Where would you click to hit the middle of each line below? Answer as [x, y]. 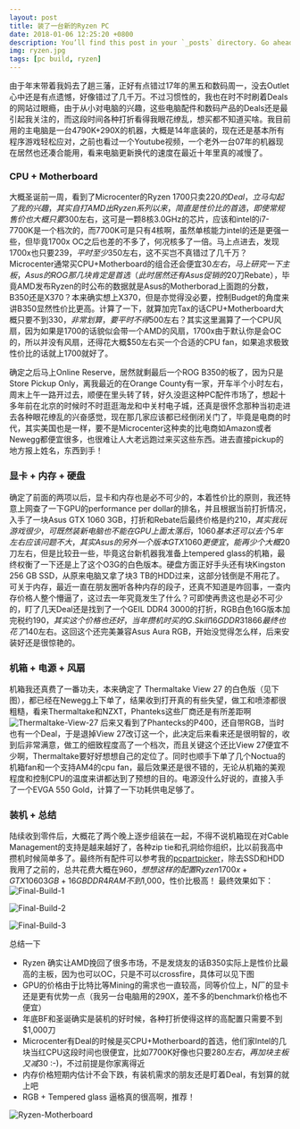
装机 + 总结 [33, 814]
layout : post [33, 17]
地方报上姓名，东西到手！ [56, 451]
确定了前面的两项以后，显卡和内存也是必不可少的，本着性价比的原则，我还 [146, 497]
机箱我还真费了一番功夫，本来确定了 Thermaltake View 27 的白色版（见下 [144, 688]
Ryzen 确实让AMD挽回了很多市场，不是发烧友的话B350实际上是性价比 [151, 963]
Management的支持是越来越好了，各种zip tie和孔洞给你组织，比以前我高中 [146, 847]
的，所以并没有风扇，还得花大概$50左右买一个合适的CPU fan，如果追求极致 [149, 342]
